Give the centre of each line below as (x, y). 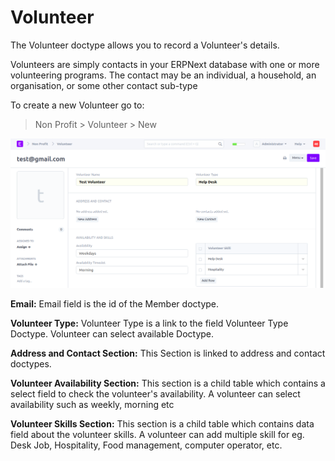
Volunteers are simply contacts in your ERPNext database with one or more (165, 64)
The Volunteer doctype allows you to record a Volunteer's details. (145, 45)
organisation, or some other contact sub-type (104, 85)
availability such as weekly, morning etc (92, 404)
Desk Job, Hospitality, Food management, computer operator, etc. (146, 445)
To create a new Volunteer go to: (77, 105)
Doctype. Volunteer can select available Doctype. (112, 333)
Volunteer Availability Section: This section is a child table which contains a (168, 383)
